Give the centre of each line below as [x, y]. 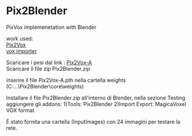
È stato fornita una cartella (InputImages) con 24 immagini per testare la [93, 121]
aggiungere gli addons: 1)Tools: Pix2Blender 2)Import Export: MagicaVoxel [96, 104]
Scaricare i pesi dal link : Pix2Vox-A [49, 62]
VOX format [20, 110]
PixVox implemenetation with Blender [51, 27]
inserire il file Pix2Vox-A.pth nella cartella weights [66, 80]
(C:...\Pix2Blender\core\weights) [45, 86]
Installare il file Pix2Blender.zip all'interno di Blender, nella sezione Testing [96, 98]
